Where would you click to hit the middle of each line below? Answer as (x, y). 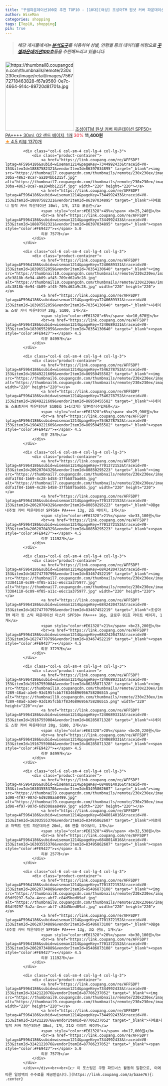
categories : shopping (28, 19)
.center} (14, 1079)
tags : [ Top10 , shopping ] (31, 24)
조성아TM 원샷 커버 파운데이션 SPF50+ (113, 129)
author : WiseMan (22, 15)
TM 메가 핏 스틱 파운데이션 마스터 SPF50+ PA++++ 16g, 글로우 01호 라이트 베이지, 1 (84, 616)
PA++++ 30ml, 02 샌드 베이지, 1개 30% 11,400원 (54, 136)
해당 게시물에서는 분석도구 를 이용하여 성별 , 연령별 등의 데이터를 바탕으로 (87, 45)
